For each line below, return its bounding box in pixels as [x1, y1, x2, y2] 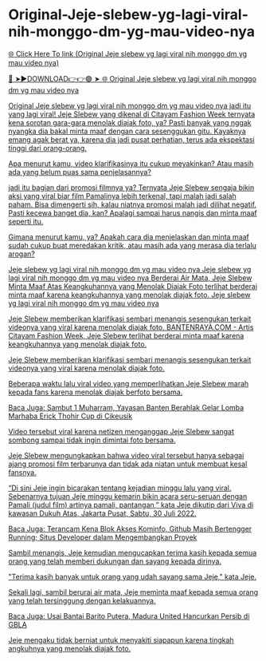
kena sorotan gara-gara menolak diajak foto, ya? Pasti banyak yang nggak [8, 117, 252, 127]
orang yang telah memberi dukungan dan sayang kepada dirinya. [8, 556, 221, 566]
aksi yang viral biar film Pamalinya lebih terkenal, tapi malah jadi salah [8, 191, 237, 200]
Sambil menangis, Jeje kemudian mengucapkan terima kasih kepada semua [8, 548, 257, 557]
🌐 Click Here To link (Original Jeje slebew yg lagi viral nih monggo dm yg [8, 49, 248, 58]
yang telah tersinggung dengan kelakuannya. [8, 596, 157, 605]
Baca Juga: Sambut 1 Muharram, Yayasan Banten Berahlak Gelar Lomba [8, 402, 244, 412]
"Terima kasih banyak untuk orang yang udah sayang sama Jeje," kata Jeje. [8, 572, 257, 581]
